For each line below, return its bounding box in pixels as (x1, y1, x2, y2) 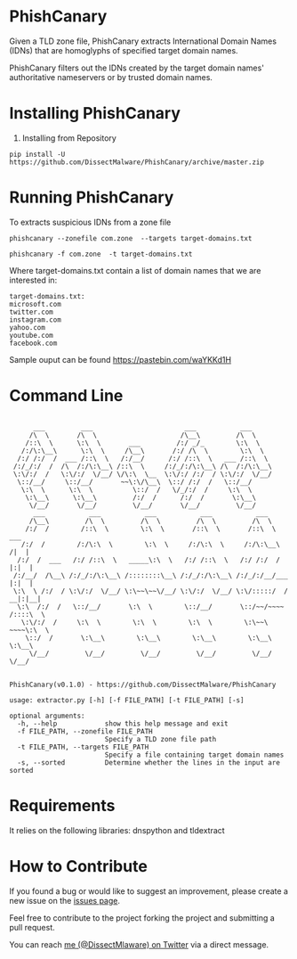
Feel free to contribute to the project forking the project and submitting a (9, 912, 276, 923)
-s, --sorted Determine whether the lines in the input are (17, 758, 280, 767)
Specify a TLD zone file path (104, 734, 217, 743)
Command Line (9, 386, 124, 406)
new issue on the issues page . (9, 895, 120, 906)
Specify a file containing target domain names (104, 750, 285, 759)
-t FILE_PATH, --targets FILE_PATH (17, 742, 149, 751)
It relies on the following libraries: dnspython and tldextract (9, 824, 225, 835)
